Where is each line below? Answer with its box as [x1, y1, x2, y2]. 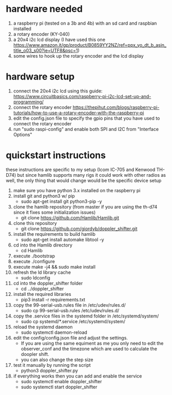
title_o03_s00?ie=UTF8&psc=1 [13, 47, 78, 53]
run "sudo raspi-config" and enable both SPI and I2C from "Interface [13, 126, 159, 132]
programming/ [13, 99, 44, 105]
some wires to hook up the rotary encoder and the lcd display [13, 52, 144, 59]
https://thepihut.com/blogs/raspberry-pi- [72, 104, 160, 110]
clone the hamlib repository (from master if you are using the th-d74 [13, 203, 158, 210]
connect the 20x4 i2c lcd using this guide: [13, 88, 103, 94]
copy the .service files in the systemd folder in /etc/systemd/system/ [13, 313, 159, 319]
